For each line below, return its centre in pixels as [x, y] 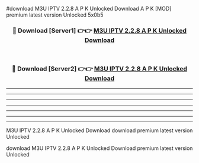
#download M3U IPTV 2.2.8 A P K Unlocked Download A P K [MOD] [89, 9]
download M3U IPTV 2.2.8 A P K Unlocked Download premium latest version [99, 148]
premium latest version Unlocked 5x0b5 [55, 15]
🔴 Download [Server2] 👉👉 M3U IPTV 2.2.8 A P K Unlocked [99, 69]
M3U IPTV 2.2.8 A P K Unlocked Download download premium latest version [99, 130]
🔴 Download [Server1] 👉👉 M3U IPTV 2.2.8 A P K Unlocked [99, 30]
